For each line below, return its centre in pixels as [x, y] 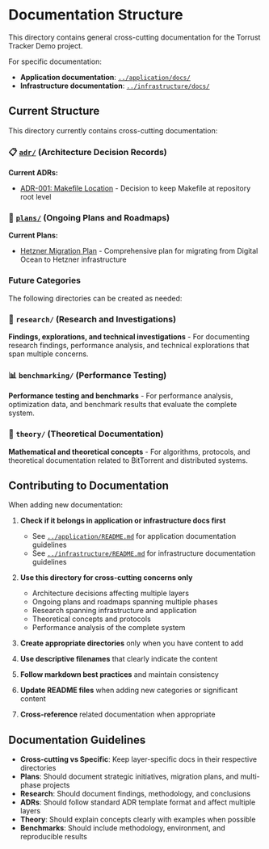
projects [56, 785]
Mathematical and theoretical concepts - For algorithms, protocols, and [129, 452]
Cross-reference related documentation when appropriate [118, 715]
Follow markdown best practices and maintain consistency [120, 675]
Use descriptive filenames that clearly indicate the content [119, 659]
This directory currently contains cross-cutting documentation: [113, 130]
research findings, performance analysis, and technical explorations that [129, 345]
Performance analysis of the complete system [109, 628]
